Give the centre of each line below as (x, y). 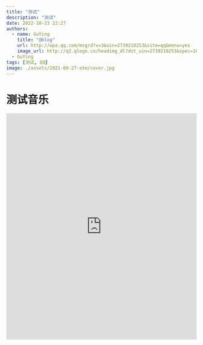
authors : (17, 29)
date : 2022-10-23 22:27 (36, 23)
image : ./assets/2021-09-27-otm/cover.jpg (60, 68)
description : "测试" (31, 17)
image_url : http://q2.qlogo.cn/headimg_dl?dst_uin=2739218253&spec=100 (109, 51)
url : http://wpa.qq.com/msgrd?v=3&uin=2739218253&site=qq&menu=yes (104, 46)
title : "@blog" (36, 40)
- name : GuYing (31, 34)
